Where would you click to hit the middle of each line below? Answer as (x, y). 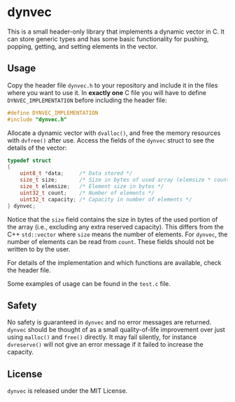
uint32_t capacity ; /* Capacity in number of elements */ (106, 199)
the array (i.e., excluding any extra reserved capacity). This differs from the (115, 227)
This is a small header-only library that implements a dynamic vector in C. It (116, 31)
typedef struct (29, 160)
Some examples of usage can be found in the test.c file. (89, 283)
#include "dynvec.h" (37, 120)
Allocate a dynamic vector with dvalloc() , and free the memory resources (114, 133)
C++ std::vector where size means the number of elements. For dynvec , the (117, 234)
